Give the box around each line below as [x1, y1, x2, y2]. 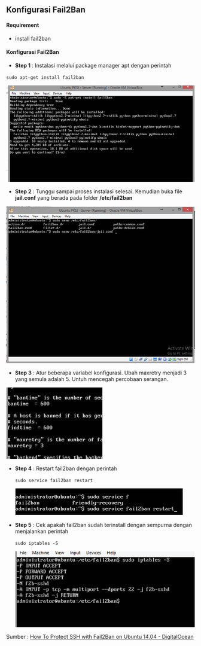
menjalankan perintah [14, 528, 69, 535]
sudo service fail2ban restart [14, 477, 93, 483]
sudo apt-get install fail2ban [6, 74, 84, 80]
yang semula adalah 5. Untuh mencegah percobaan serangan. [14, 375, 169, 382]
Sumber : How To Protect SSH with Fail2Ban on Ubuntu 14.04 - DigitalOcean [6, 633, 194, 640]
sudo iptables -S [14, 540, 59, 546]
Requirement [6, 21, 39, 29]
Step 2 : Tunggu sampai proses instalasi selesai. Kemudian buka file [14, 188, 182, 195]
